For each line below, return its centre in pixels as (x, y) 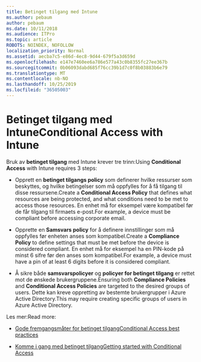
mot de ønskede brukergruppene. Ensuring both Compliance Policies (100, 279)
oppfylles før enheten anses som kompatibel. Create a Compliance (97, 236)
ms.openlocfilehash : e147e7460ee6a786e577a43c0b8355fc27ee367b (87, 62)
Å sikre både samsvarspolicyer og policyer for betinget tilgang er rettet (105, 273)
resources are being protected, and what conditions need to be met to (101, 199)
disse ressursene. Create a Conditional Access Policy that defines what (103, 192)
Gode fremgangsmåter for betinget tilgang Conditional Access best (97, 328)
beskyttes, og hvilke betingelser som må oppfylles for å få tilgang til (99, 186)
